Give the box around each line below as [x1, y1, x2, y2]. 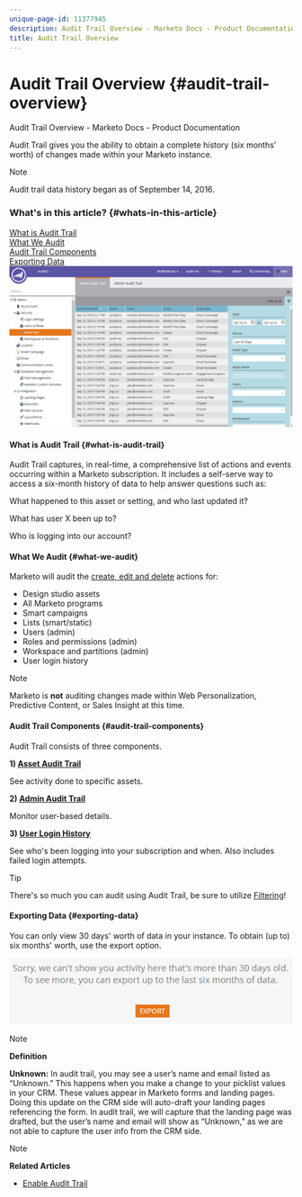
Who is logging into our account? [9, 531, 132, 542]
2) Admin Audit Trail [9, 793, 85, 804]
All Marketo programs [22, 598, 103, 609]
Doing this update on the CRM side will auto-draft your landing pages [9, 1097, 266, 1108]
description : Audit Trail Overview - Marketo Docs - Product [9, 23, 244, 33]
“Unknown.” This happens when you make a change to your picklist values [9, 1078, 286, 1089]
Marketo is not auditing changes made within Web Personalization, [9, 690, 257, 701]
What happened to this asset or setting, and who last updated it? [9, 496, 249, 507]
